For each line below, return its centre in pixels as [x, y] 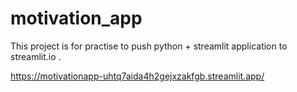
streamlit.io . [36, 56]
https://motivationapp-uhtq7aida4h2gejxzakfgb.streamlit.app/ [137, 76]
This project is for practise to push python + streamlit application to [149, 46]
